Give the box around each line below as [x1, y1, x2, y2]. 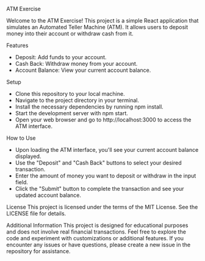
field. [15, 179, 29, 185]
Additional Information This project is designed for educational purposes [6, 222, 189, 229]
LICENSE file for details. [6, 210, 67, 217]
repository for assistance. [6, 248, 71, 255]
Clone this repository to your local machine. [15, 90, 125, 97]
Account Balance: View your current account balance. [15, 66, 151, 74]
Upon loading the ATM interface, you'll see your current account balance [15, 146, 199, 153]
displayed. [15, 152, 41, 160]
